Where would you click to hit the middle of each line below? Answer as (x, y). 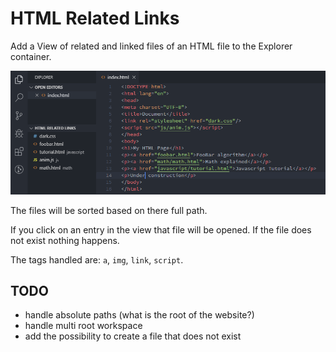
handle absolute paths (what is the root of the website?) (139, 315)
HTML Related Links (95, 18)
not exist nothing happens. (65, 240)
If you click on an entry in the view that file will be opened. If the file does (161, 229)
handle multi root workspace (83, 326)
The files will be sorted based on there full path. (109, 210)
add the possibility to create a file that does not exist (133, 336)
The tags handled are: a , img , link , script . (97, 259)
